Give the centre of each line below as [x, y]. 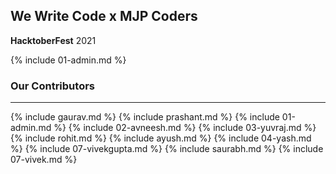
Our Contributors [52, 86]
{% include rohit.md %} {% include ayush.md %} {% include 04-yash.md [161, 138]
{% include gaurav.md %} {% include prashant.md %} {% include [145, 117]
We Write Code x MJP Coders [104, 16]
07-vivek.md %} [44, 160]
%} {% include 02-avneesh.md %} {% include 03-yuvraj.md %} [185, 128]
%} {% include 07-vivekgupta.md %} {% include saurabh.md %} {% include [167, 149]
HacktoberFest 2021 [53, 40]
